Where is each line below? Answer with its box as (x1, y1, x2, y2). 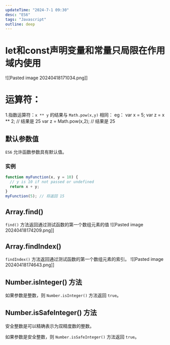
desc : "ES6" (5, 12, 30, 17)
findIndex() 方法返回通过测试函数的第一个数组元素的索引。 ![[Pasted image (5, 256, 164, 262)
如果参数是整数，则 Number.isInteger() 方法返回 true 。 (5, 292, 122, 298)
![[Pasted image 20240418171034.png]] (5, 75, 88, 81)
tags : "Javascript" (5, 17, 47, 22)
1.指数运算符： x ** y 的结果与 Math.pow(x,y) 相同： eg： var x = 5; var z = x (5, 112, 165, 118)
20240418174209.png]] (5, 227, 54, 233)
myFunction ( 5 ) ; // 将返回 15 (5, 193, 65, 198)
